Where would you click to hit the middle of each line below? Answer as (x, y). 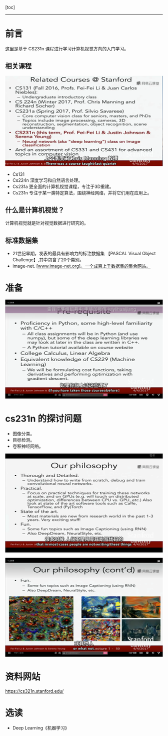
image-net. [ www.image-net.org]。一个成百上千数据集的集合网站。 (81, 266)
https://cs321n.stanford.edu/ (34, 691)
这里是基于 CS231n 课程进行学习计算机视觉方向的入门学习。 (67, 48)
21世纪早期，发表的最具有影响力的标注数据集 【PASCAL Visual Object (84, 254)
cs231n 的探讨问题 (43, 419)
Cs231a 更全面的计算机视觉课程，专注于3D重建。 (63, 186)
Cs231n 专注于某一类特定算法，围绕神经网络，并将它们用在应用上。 (82, 192)
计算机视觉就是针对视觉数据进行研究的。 (47, 223)
